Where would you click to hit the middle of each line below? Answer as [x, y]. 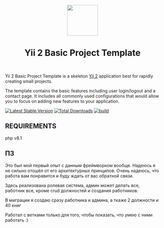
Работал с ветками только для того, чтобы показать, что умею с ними [79, 215]
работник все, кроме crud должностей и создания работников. [72, 190]
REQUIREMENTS [31, 126]
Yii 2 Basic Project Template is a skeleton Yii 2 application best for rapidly [79, 76]
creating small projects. [29, 81]
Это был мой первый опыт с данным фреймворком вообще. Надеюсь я [80, 165]
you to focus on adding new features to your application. [62, 101]
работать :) [17, 220]
